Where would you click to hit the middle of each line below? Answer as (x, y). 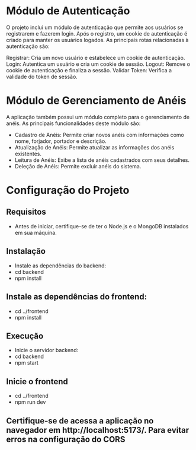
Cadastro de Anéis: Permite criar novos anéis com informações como (99, 135)
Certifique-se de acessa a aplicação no (80, 421)
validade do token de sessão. (42, 76)
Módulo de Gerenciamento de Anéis (96, 100)
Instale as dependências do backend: (60, 266)
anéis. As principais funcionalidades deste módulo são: (73, 123)
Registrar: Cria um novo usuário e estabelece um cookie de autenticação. (96, 58)
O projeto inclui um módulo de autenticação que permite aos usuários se (95, 27)
